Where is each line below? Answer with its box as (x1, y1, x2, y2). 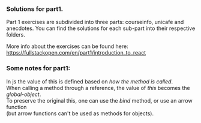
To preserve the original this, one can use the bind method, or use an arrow (6, 97, 193, 104)
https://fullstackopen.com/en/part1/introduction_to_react (6, 49, 146, 56)
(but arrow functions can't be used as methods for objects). (6, 110, 154, 117)
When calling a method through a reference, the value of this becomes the (6, 84, 190, 91)
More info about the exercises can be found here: (6, 43, 128, 50)
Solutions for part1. (6, 5, 64, 13)
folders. (6, 31, 25, 38)
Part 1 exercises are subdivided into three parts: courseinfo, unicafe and (6, 19, 184, 26)
